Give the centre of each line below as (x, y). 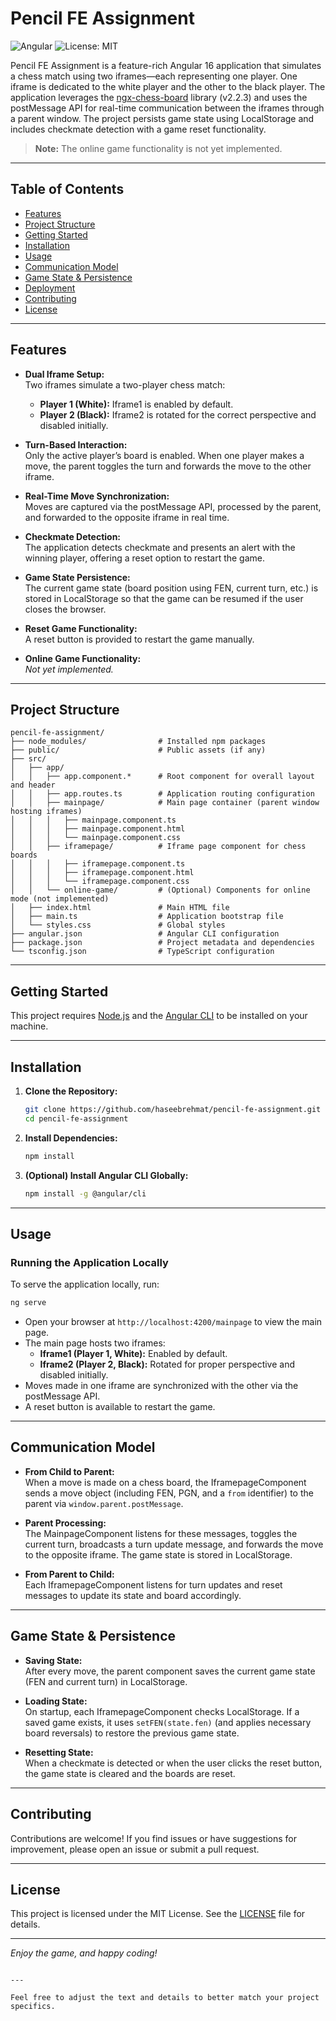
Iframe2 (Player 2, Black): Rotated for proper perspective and (167, 1364)
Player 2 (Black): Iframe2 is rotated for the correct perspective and (178, 414)
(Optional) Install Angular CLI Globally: (106, 1175)
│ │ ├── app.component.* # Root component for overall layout (162, 777)
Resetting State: (59, 1752)
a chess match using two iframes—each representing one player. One (154, 76)
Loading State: (56, 1701)
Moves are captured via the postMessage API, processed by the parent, (173, 506)
